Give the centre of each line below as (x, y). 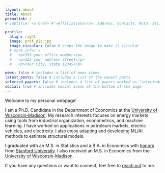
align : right (23, 37)
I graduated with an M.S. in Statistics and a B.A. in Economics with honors (80, 146)
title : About (18, 14)
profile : (14, 32)
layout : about (20, 10)
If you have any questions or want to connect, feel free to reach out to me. (80, 165)
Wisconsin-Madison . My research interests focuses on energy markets (77, 115)
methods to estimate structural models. (45, 136)
